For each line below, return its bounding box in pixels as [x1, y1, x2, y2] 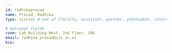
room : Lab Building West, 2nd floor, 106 [5, 31, 95, 36]
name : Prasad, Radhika [5, 12, 54, 17]
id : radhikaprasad [5, 7, 45, 13]
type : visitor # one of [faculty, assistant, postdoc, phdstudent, [5, 17, 153, 22]
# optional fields [5, 26, 45, 31]
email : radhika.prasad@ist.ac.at [5, 35, 77, 40]
